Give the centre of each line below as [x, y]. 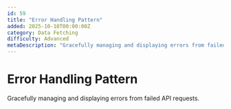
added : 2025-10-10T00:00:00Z [49, 26]
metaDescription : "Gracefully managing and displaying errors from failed [117, 45]
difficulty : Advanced [38, 39]
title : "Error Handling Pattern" [55, 20]
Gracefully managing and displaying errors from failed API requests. [103, 98]
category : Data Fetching [43, 33]
